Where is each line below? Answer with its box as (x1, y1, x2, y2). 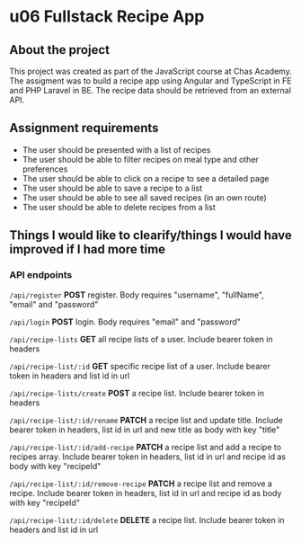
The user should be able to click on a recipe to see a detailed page (22, 173, 270, 183)
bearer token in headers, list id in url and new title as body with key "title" (9, 424, 280, 435)
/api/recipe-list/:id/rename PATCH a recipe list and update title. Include (9, 414, 283, 425)
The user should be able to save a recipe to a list (22, 182, 202, 193)
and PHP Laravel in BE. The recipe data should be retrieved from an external (9, 85, 292, 95)
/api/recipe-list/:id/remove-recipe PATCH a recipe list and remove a (9, 478, 272, 489)
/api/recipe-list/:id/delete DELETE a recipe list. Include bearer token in (9, 514, 285, 525)
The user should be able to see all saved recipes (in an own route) (22, 191, 267, 203)
